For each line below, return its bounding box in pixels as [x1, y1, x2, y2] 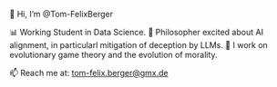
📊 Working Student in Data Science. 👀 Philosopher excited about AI [9, 27, 264, 37]
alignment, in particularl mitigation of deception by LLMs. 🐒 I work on [9, 40, 269, 50]
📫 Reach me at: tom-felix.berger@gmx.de [9, 68, 169, 78]
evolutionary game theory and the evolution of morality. [9, 50, 218, 60]
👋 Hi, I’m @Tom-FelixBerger [9, 9, 114, 19]
